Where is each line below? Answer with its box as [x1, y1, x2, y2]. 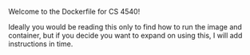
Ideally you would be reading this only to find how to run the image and [8, 22, 242, 31]
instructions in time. [8, 39, 73, 49]
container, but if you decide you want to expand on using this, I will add [8, 31, 243, 40]
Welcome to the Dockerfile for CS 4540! [8, 7, 141, 16]
